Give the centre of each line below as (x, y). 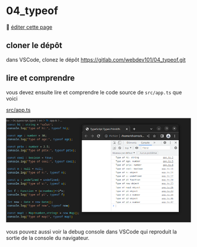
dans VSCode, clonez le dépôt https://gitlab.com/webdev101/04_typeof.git (96, 59)
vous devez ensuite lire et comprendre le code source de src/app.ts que (94, 92)
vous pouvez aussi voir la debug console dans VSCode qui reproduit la (91, 231)
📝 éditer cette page (29, 27)
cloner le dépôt (34, 45)
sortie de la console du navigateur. (48, 238)
